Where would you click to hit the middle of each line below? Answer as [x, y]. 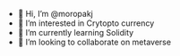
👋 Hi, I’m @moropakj [56, 14]
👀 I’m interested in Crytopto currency [86, 23]
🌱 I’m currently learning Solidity [76, 32]
